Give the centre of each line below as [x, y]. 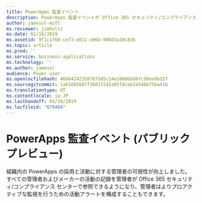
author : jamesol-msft [33, 23]
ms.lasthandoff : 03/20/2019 [41, 101]
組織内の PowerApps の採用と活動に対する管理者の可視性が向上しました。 [98, 172]
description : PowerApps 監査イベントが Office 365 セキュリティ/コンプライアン [99, 17]
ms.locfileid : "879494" [36, 107]
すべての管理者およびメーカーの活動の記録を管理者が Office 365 [86, 179]
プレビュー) [35, 154]
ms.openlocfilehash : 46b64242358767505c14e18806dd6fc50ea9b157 [87, 79]
